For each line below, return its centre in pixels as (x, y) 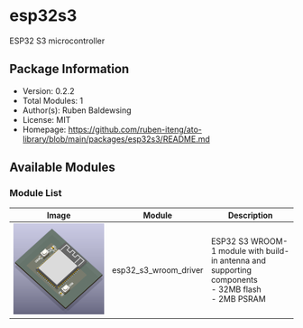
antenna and (243, 260)
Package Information (69, 69)
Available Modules (62, 168)
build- (278, 250)
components (234, 279)
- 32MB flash (236, 289)
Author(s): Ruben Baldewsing (77, 110)
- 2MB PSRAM (238, 298)
